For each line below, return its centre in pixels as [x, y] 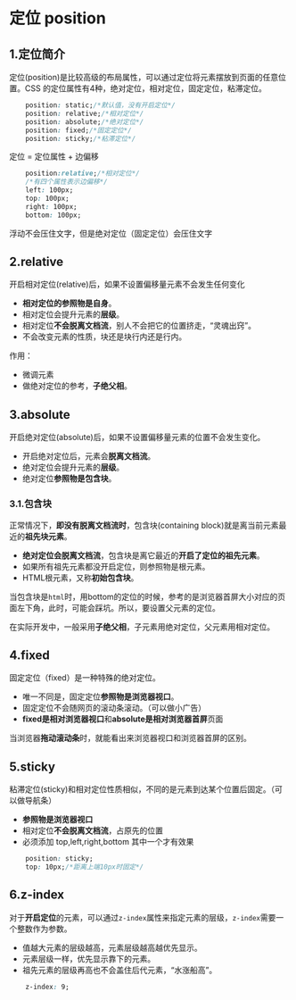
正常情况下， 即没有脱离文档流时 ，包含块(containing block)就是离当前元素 [144, 525]
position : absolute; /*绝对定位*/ [85, 121]
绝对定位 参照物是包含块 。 [69, 479]
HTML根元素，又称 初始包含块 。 [80, 578]
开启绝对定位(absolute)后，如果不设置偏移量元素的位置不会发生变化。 [137, 437]
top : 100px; [47, 198]
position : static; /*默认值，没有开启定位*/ [100, 105]
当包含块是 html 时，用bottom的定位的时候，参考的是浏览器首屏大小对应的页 [148, 596]
